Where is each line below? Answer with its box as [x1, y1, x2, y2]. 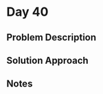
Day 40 [6, 4, 49, 20]
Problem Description [6, 32, 97, 43]
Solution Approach [6, 54, 89, 66]
